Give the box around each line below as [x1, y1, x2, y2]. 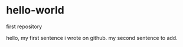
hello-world [6, 4, 65, 17]
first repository [6, 23, 43, 30]
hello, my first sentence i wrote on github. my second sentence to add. [6, 34, 178, 41]
